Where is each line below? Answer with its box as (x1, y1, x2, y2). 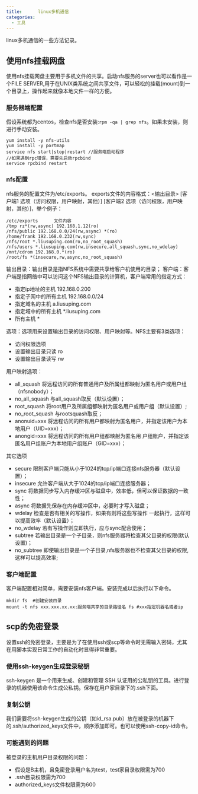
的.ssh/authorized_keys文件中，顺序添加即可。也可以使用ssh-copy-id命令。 (6, 722, 191, 730)
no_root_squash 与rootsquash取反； (14, 410, 103, 417)
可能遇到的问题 (6, 739, 49, 747)
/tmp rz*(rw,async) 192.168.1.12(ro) (6, 223, 99, 229)
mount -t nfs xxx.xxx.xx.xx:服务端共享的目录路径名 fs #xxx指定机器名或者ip (6, 604, 183, 610)
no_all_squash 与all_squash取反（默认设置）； (14, 395, 125, 402)
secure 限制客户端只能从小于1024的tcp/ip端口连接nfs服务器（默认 (14, 465, 176, 472)
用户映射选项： (6, 367, 43, 374)
